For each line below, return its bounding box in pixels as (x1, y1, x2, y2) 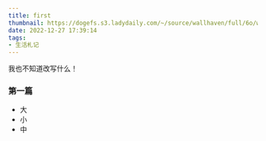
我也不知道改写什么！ (8, 64, 78, 74)
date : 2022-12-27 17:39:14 (8, 26, 97, 34)
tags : (8, 33, 26, 42)
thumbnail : (8, 19, 44, 27)
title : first (8, 11, 51, 20)
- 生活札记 (8, 41, 40, 49)
